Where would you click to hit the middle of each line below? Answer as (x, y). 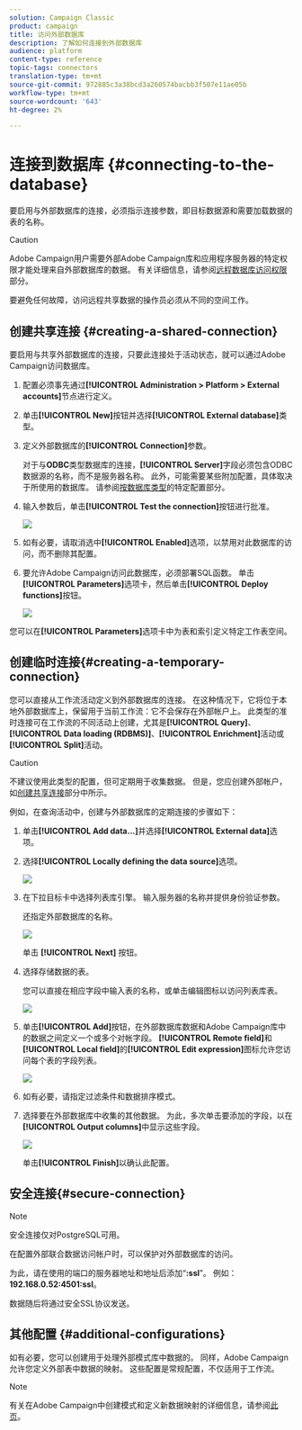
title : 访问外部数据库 (47, 34)
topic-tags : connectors (54, 68)
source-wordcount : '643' (56, 101)
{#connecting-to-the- (191, 165)
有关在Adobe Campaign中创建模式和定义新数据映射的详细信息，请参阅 (140, 1406)
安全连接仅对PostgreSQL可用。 (67, 1235)
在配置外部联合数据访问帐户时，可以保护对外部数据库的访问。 (124, 1254)
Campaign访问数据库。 (52, 366)
